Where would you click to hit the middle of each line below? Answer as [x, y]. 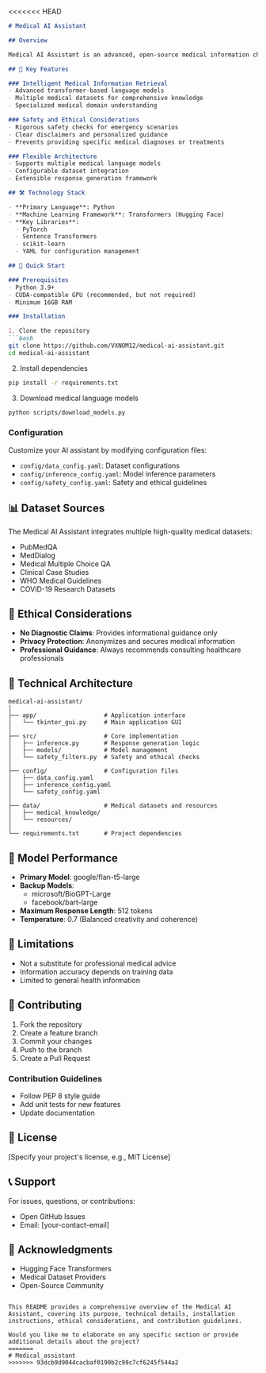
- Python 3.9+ [32, 287]
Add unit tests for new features [70, 1104]
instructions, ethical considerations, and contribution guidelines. [125, 1321]
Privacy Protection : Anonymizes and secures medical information [127, 642]
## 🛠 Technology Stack [47, 193]
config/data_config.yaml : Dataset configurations [100, 465]
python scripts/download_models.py [67, 412]
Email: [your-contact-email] [64, 1225]
